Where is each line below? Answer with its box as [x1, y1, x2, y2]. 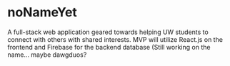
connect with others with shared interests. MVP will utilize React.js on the [7, 35, 224, 43]
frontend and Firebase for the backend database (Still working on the [7, 43, 211, 51]
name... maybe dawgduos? [7, 50, 87, 59]
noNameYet [7, 4, 77, 21]
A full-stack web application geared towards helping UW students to [7, 28, 209, 36]
